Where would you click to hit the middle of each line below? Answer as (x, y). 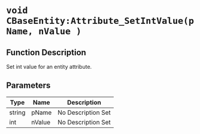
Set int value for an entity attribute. (49, 67)
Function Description (46, 52)
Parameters (28, 86)
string (17, 112)
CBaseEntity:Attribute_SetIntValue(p (100, 21)
